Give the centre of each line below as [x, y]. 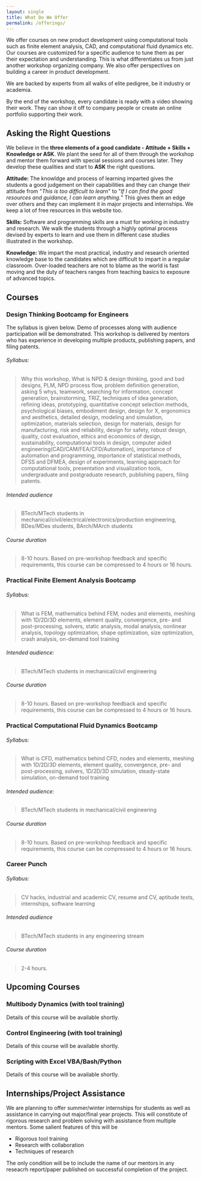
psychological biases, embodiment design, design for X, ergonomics [106, 411]
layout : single [25, 12]
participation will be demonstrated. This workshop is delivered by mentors [98, 333]
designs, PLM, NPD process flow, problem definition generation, [100, 386]
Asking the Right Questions [58, 133]
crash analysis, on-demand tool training [70, 639]
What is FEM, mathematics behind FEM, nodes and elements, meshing [108, 613]
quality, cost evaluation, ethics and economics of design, [91, 437]
